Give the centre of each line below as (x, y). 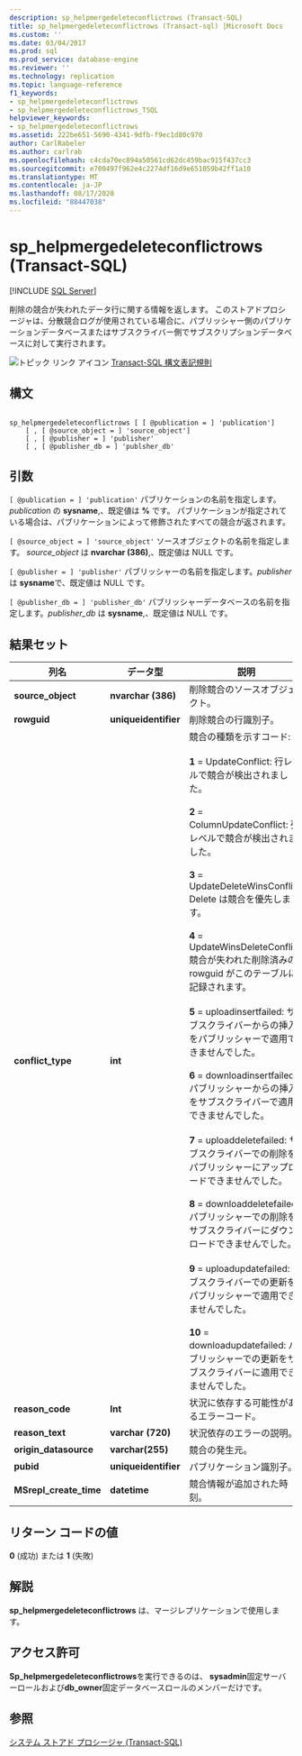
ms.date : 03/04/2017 (48, 43)
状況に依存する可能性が (238, 1403)
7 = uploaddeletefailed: (238, 1140)
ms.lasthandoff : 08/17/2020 (62, 194)
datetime (129, 1490)
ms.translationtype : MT (54, 177)
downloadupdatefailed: (237, 1346)
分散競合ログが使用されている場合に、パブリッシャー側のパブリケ (170, 320)
